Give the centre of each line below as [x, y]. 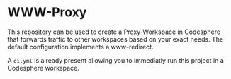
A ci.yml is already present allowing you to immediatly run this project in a [116, 60]
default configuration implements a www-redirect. [80, 47]
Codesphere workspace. [43, 68]
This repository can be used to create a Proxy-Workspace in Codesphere [114, 32]
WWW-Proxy [47, 12]
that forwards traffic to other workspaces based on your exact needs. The [115, 39]
